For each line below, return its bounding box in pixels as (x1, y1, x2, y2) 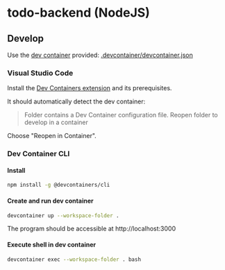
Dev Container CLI (7, 149, 70, 159)
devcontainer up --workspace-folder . (7, 212, 119, 219)
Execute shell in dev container (7, 240, 96, 248)
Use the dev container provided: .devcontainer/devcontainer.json (7, 51, 193, 59)
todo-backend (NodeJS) (7, 5, 151, 21)
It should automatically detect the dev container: (7, 97, 146, 106)
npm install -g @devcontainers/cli (7, 182, 110, 189)
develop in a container (24, 118, 88, 126)
